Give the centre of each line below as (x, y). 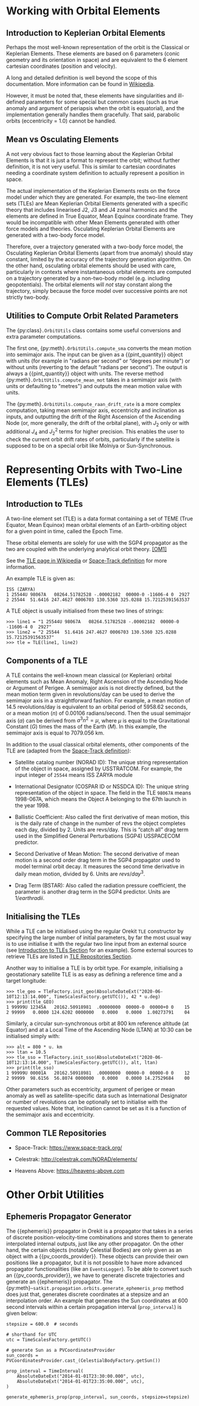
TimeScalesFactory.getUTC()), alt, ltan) (106, 1063)
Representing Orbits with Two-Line (94, 470)
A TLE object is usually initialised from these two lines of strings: (85, 611)
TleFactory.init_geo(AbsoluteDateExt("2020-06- (103, 991)
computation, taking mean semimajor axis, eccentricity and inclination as (95, 410)
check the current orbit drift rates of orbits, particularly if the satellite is (93, 439)
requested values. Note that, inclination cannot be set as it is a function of (97, 1108)
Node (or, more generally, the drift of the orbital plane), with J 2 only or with (98, 424)
